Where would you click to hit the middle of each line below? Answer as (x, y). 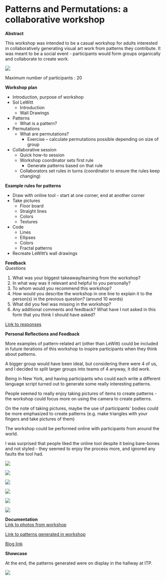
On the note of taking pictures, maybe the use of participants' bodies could (82, 408)
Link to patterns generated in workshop (45, 534)
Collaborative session (34, 149)
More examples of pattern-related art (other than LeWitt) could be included (82, 343)
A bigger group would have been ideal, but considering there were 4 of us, (81, 364)
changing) (30, 176)
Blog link (14, 544)
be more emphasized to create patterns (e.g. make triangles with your (76, 413)
